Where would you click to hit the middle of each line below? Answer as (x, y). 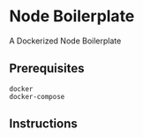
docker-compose (37, 96)
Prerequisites (47, 68)
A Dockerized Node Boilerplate (65, 41)
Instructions (43, 124)
